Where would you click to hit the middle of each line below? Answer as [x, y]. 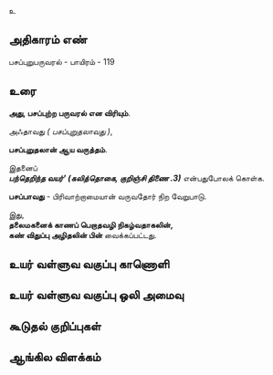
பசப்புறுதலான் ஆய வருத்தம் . [58, 149]
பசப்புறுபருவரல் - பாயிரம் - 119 [62, 61]
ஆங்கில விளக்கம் [55, 357]
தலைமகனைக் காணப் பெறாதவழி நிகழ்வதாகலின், [91, 224]
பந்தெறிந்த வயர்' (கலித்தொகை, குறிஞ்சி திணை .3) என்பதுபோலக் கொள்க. [137, 178]
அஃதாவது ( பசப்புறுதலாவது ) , [61, 131]
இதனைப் [23, 167]
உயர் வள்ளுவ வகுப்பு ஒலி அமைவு [96, 295]
